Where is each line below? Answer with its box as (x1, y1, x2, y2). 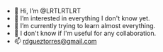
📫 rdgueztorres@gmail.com (13, 37, 97, 45)
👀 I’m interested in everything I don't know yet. (13, 14, 150, 22)
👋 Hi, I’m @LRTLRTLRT (13, 7, 81, 15)
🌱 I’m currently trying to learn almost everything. (13, 22, 156, 30)
